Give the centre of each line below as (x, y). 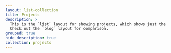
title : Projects (23, 15)
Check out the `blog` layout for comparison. (59, 29)
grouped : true (20, 33)
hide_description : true (31, 38)
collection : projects (28, 43)
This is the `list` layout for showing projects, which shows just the (88, 24)
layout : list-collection (32, 10)
